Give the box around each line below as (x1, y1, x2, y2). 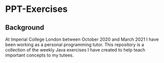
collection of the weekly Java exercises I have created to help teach (5, 47, 145, 53)
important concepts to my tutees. (5, 52, 74, 58)
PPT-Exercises (5, 3, 68, 15)
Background (5, 23, 44, 32)
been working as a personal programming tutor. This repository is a (5, 42, 144, 48)
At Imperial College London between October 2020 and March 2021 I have (5, 36, 159, 42)
